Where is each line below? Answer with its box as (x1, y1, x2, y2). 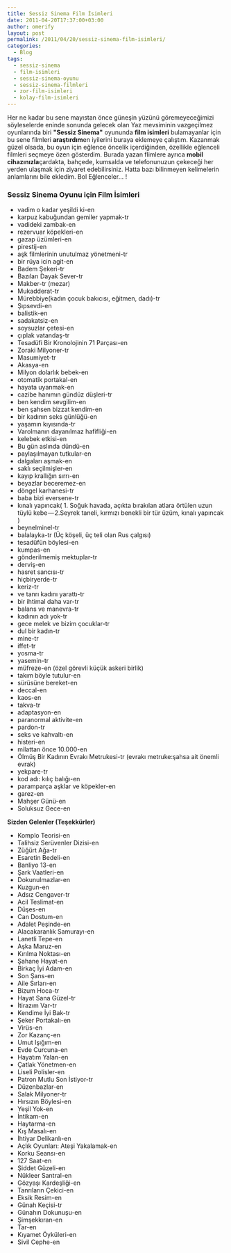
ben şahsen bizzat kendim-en (17, 405, 103, 414)
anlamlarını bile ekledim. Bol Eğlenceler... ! (7, 173, 128, 181)
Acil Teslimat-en (17, 898, 64, 907)
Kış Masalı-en (17, 1127, 57, 1135)
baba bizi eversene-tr (17, 494, 80, 502)
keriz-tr (17, 582, 40, 591)
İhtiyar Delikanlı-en (17, 1135, 71, 1143)
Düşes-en (17, 905, 46, 913)
